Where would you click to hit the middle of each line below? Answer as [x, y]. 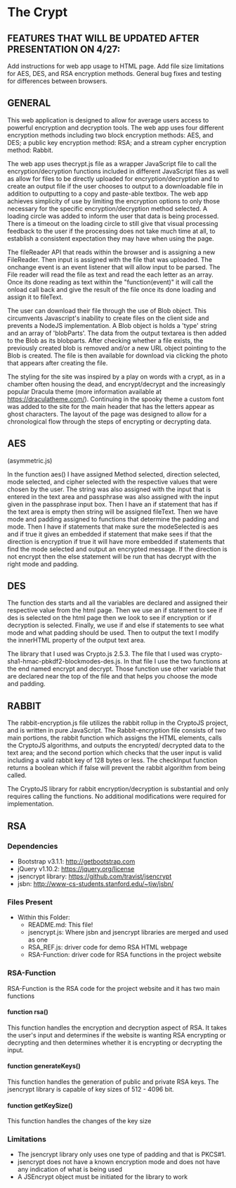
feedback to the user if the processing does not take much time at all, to [111, 231]
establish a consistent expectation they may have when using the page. [111, 238]
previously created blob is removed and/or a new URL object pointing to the [117, 348]
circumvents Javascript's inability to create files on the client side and [108, 318]
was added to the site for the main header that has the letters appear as [111, 406]
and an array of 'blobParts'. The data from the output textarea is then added [117, 333]
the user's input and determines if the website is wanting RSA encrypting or [117, 1035]
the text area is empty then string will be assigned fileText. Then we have [113, 512]
